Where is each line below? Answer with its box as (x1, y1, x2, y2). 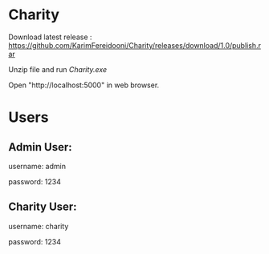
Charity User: (8, 200, 78, 214)
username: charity (8, 221, 69, 231)
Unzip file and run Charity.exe (8, 64, 107, 74)
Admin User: (8, 140, 72, 154)
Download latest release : (8, 32, 92, 42)
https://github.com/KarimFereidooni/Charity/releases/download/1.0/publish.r (8, 40, 261, 50)
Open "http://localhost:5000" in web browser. (8, 80, 160, 90)
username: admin (8, 161, 67, 171)
